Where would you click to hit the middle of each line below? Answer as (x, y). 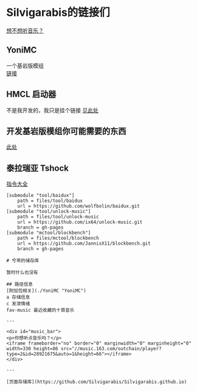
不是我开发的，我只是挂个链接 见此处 (52, 110)
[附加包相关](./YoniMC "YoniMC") (46, 291)
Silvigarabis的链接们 (58, 13)
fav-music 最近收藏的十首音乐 (40, 310)
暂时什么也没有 (22, 273)
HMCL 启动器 (31, 94)
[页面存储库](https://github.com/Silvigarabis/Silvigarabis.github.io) (97, 382)
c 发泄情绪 (18, 304)
